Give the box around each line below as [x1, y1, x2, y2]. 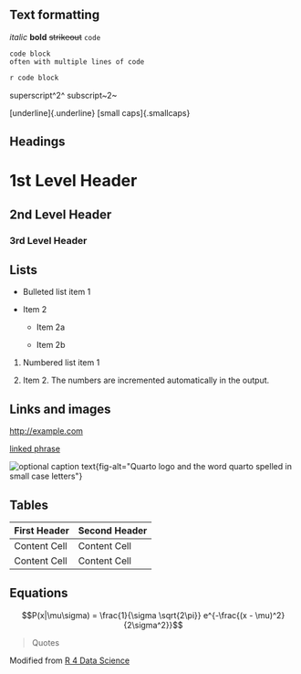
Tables [9, 497, 48, 512]
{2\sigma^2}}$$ [122, 619, 184, 630]
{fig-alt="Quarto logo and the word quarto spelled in [95, 461, 292, 472]
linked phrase [9, 443, 61, 455]
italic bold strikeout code [9, 31, 101, 42]
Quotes [31, 637, 60, 648]
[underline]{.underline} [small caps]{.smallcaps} [9, 107, 191, 118]
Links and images [9, 401, 111, 416]
